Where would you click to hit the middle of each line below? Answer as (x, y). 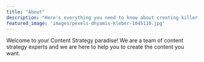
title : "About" (26, 12)
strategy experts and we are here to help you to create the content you (95, 47)
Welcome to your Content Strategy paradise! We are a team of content (95, 41)
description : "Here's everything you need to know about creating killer (102, 18)
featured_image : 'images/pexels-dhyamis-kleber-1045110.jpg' (86, 23)
